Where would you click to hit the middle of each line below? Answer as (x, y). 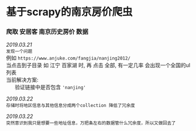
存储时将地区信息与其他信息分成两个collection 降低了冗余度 (71, 106)
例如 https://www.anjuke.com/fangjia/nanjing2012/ (68, 58)
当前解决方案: (23, 80)
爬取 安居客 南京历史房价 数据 (47, 32)
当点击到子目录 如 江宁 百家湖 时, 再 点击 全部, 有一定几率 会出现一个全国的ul (98, 65)
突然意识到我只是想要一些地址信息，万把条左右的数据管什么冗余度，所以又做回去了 (91, 123)
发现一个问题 (19, 51)
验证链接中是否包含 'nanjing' (50, 87)
